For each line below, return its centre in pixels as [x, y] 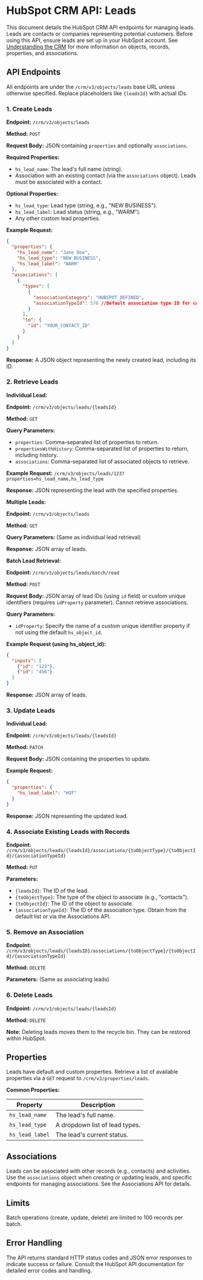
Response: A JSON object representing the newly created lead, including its [101, 360]
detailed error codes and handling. [49, 1270]
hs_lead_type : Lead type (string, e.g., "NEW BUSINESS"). [86, 205]
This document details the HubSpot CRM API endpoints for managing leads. [101, 27]
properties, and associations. [42, 53]
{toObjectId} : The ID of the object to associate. [74, 904]
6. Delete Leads [30, 995]
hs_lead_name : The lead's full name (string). [69, 169]
